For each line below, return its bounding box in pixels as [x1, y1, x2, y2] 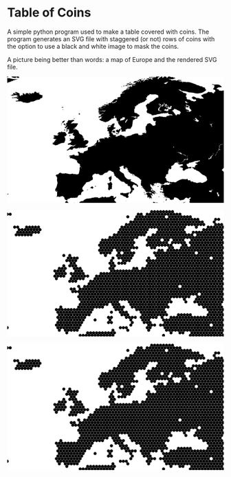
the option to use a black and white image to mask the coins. [7, 42, 179, 50]
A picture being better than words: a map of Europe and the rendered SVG [7, 55, 217, 63]
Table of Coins [7, 5, 91, 21]
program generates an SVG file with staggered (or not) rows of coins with [7, 34, 215, 43]
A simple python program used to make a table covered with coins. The [7, 27, 210, 36]
